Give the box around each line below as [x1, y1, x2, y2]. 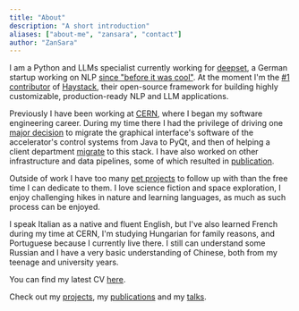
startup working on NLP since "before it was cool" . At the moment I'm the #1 [9, 72, 290, 83]
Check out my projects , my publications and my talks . [9, 291, 208, 302]
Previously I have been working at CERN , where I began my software [9, 108, 263, 119]
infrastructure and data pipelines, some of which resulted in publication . [9, 155, 275, 166]
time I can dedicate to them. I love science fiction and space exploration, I [9, 182, 281, 193]
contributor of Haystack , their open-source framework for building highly [9, 81, 279, 92]
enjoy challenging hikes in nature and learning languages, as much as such [9, 192, 286, 203]
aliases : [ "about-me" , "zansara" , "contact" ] [9, 29, 182, 38]
